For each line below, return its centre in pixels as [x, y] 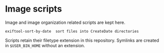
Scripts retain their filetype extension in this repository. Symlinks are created [82, 40]
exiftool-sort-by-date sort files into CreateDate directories [72, 31]
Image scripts [34, 9]
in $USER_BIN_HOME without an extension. [45, 45]
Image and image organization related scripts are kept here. [65, 22]
